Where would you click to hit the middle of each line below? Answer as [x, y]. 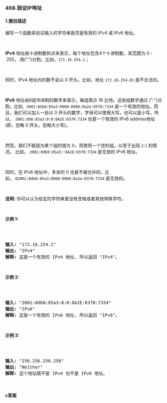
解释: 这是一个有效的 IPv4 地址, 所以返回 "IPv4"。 [63, 257]
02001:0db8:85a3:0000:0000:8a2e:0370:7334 [60, 179]
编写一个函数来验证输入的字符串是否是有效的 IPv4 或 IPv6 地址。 [72, 33]
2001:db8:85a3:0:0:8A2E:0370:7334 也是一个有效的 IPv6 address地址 [85, 119]
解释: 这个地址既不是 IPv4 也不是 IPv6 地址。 [57, 373]
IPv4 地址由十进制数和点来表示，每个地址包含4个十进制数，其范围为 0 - [79, 53]
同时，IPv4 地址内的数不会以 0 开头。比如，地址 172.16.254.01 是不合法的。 [83, 80]
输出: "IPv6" [20, 309]
